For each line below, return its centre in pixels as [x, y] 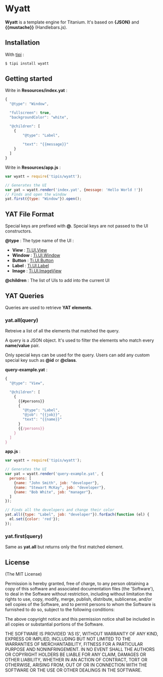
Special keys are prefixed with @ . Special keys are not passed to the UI [77, 226]
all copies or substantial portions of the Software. [54, 624]
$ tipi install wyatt [27, 63]
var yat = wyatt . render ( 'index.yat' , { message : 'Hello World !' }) [74, 190]
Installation [22, 43]
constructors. [19, 231]
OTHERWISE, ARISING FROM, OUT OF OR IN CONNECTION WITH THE [76, 665]
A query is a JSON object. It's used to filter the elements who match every [80, 340]
